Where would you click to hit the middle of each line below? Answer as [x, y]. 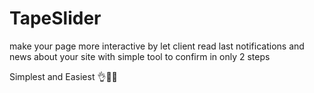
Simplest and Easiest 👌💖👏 [63, 76]
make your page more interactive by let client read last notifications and [157, 46]
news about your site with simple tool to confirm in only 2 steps [140, 56]
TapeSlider [55, 18]
